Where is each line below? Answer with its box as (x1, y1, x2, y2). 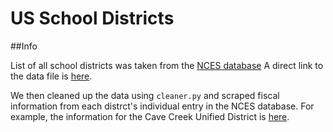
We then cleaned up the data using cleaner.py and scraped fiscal (10, 89, 280, 101)
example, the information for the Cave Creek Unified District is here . (10, 110, 290, 122)
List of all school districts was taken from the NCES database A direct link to (10, 59, 324, 71)
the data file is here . (10, 70, 93, 82)
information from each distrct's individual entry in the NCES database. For (10, 100, 315, 112)
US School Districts (10, 7, 175, 30)
